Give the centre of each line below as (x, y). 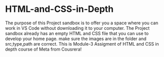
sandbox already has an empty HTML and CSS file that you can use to (77, 33)
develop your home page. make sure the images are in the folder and (76, 39)
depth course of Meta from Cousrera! (43, 49)
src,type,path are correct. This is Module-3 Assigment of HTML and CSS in (82, 44)
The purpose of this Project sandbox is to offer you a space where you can (82, 23)
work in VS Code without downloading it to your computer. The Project (78, 28)
